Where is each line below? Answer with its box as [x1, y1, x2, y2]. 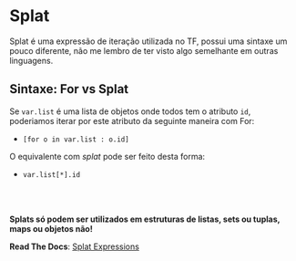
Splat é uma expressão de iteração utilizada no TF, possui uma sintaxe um [9, 36, 288, 47]
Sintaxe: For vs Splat [9, 81, 129, 97]
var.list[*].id [22, 170, 81, 179]
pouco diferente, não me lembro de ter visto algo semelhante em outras [9, 45, 279, 56]
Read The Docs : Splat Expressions [9, 241, 139, 252]
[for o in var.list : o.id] [22, 134, 129, 144]
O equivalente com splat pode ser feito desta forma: [9, 151, 206, 162]
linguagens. [9, 55, 54, 66]
